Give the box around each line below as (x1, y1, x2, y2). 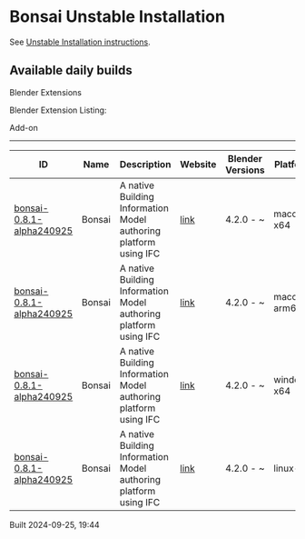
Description (119, 157, 172, 170)
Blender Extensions (9, 86, 82, 97)
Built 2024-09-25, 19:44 (9, 519, 100, 530)
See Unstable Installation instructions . (9, 36, 152, 47)
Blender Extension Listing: (9, 105, 107, 115)
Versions (225, 164, 265, 176)
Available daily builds (9, 63, 133, 78)
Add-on (9, 122, 38, 133)
